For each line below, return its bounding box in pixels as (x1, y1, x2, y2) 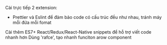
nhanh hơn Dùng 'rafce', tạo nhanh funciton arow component (5, 35, 132, 40)
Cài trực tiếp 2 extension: (5, 5, 58, 10)
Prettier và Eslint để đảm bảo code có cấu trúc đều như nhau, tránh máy (12, 14, 162, 20)
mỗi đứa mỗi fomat (12, 20, 52, 25)
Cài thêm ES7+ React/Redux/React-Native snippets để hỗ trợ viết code (5, 29, 152, 35)
